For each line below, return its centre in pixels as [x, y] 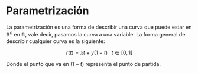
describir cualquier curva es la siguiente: [56, 41]
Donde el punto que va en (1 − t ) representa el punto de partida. [84, 64]
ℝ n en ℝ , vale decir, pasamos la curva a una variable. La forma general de [96, 34]
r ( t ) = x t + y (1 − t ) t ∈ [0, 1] [99, 52]
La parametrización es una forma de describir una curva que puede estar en [99, 27]
